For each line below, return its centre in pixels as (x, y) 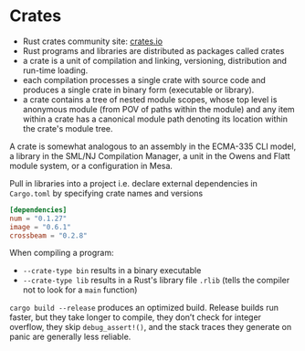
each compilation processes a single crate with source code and (144, 80)
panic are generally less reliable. (70, 337)
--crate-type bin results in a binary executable (112, 271)
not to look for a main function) (80, 290)
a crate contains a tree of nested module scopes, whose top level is (150, 99)
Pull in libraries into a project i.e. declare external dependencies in (133, 183)
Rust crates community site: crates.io (92, 41)
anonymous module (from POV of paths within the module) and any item (158, 109)
